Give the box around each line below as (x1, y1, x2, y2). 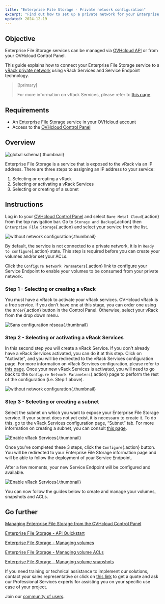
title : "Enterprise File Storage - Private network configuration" (5, 7, 146, 12)
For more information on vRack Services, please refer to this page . (17, 92, 152, 98)
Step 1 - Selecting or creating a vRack (5, 285, 96, 292)
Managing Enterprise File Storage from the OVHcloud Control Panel (5, 521, 141, 527)
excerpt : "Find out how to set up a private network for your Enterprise (5, 12, 160, 17)
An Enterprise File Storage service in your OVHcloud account (12, 119, 136, 125)
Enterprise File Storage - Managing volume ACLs (5, 549, 104, 555)
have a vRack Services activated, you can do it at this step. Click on (5, 351, 142, 357)
